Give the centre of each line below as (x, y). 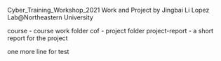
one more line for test (38, 52)
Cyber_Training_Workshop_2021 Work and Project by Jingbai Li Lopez (108, 10)
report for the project (38, 38)
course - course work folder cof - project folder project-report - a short (110, 31)
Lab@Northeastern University (50, 17)
